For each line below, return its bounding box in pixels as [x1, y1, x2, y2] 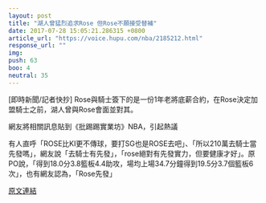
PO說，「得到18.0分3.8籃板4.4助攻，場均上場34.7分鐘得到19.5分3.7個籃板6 [8, 158, 254, 168]
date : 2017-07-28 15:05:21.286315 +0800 [8, 26, 146, 35]
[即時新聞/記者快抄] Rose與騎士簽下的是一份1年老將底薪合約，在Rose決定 [8, 94, 252, 104]
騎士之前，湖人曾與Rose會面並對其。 [14, 104, 138, 114]
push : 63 [8, 57, 38, 65]
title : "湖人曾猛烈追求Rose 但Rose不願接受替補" [8, 19, 158, 27]
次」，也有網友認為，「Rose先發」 [8, 168, 117, 178]
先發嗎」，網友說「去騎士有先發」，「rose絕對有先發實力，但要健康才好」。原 [8, 148, 256, 158]
